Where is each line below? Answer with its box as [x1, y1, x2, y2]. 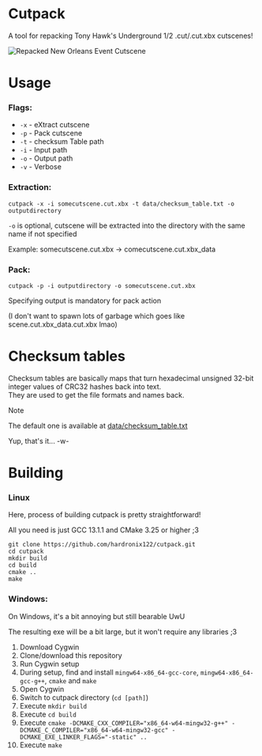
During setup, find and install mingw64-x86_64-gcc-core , [19, 667, 199, 677]
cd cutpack [8, 547, 44, 556]
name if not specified [8, 229, 77, 238]
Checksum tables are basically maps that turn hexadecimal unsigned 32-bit [8, 373, 254, 383]
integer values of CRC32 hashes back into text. [8, 381, 162, 391]
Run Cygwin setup [19, 659, 80, 668]
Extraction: [8, 182, 52, 193]
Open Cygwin [19, 684, 65, 694]
